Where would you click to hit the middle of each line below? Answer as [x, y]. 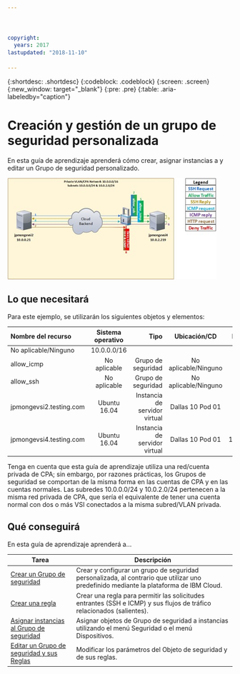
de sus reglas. [97, 657]
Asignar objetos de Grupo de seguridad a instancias [152, 620]
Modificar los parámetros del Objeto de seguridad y [152, 649]
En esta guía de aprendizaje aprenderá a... [70, 544]
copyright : [24, 38]
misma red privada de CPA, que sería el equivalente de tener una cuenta [114, 497]
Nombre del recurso [41, 336]
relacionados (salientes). [112, 610]
